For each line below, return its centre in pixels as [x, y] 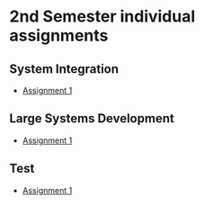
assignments [59, 36]
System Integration [64, 69]
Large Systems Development [92, 119]
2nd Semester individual [102, 17]
